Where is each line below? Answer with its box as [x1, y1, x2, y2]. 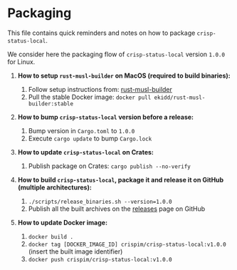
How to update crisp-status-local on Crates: [17, 147, 154, 156]
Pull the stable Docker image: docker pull [28, 93, 152, 101]
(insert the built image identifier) [28, 247, 123, 256]
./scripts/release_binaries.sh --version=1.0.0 [28, 198, 172, 205]
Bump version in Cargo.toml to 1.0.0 [28, 126, 135, 135]
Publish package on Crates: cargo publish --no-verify [28, 162, 191, 170]
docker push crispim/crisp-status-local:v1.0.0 [28, 256, 172, 263]
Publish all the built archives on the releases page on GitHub [28, 204, 206, 213]
